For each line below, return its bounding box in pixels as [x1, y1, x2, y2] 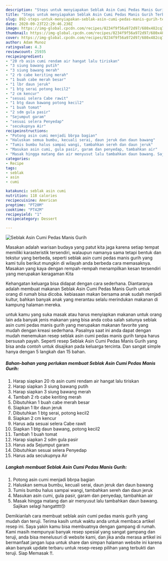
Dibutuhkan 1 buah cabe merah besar [12, 399, 90, 405]
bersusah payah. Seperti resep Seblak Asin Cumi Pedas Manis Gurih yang [5, 338, 158, 344]
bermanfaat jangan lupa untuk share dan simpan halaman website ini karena [5, 539, 163, 545]
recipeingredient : [5, 54, 44, 59]
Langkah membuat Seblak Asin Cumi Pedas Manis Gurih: [5, 464, 127, 470]
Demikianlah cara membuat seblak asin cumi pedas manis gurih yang [5, 513, 148, 519]
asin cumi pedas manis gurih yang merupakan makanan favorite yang [5, 322, 149, 328]
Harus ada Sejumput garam [12, 442, 69, 448]
